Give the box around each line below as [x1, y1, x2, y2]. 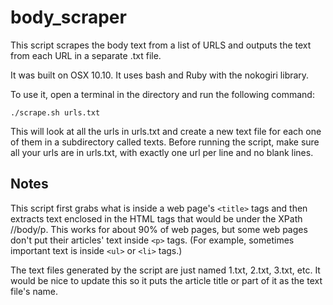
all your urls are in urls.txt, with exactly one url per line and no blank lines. [10, 146, 314, 158]
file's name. [10, 285, 59, 297]
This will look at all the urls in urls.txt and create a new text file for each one [10, 125, 322, 137]
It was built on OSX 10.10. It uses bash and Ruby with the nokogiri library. [10, 69, 310, 81]
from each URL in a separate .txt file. [10, 49, 162, 61]
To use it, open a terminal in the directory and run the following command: [10, 88, 315, 100]
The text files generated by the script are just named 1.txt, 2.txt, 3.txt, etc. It [10, 264, 321, 276]
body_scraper [10, 6, 127, 29]
